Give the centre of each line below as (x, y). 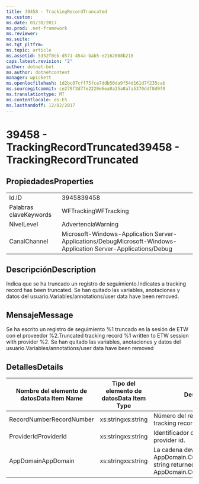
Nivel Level (24, 224)
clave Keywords (31, 214)
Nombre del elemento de (52, 390)
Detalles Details (35, 367)
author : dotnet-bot (30, 67)
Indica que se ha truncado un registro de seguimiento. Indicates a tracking (96, 284)
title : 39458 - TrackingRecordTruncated (57, 12)
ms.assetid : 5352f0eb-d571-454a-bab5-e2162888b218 (70, 56)
